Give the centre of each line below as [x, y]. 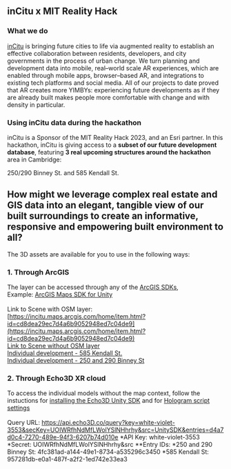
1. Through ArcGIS [38, 272]
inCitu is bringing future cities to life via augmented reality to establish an [111, 46]
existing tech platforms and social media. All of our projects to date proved [113, 83]
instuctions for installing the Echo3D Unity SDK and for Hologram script [109, 401]
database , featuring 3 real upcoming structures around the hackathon [109, 152]
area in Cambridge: [34, 159]
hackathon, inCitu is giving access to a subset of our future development [112, 145]
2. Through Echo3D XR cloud [57, 379]
